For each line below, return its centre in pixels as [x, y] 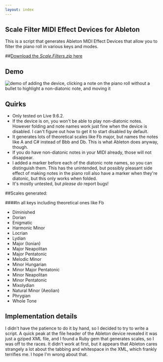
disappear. [23, 158]
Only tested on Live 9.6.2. [38, 116]
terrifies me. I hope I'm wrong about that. [47, 354]
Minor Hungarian [29, 265]
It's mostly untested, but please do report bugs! [60, 184]
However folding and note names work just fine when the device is [80, 126]
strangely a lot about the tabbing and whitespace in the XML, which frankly [81, 349]
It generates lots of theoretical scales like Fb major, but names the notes [85, 137]
